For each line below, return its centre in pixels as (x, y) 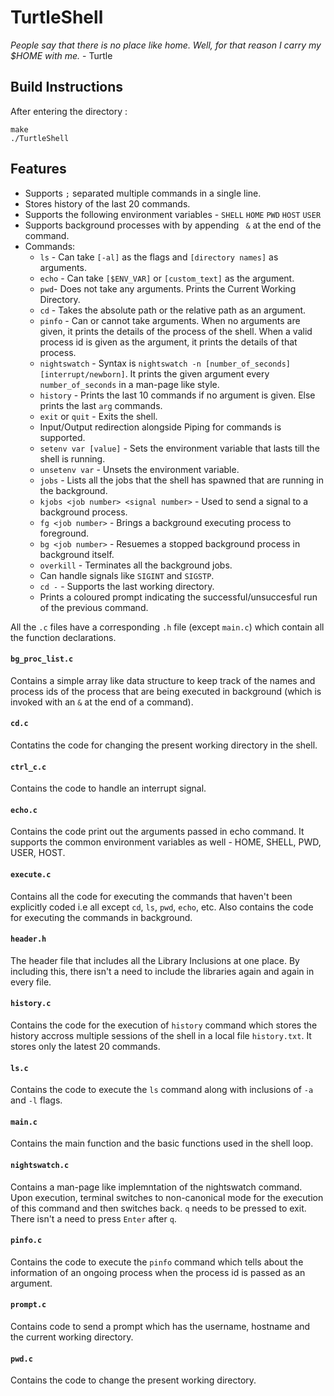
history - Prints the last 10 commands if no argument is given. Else (177, 395)
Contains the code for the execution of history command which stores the (164, 1025)
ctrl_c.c (28, 767)
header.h (28, 939)
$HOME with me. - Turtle (61, 55)
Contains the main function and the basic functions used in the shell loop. (162, 1143)
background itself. (77, 554)
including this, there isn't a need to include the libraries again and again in (162, 971)
